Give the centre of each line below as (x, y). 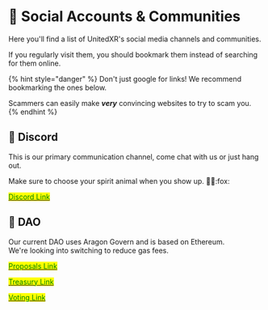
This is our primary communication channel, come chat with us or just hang (134, 156)
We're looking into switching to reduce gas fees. (89, 250)
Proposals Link (33, 265)
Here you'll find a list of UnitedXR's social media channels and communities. (135, 39)
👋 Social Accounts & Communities (124, 17)
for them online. (35, 63)
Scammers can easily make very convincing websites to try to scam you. (130, 103)
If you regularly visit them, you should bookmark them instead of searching (133, 54)
